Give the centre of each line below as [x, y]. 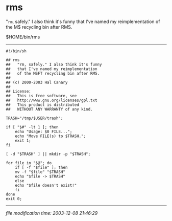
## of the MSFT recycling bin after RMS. [53, 73]
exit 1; [23, 140]
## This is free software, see [41, 96]
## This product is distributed [43, 105]
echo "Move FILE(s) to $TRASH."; [51, 136]
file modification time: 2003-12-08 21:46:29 [52, 213]
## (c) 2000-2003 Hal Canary [37, 82]
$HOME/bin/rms [23, 37]
